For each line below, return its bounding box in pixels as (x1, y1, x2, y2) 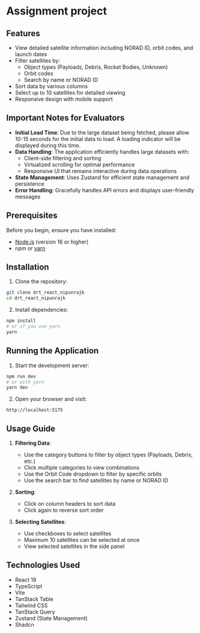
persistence (14, 180, 45, 187)
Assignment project (6, 4, 107, 18)
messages (14, 193, 41, 200)
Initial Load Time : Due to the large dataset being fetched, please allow (14, 128, 189, 136)
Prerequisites (6, 210, 58, 221)
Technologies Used (6, 560, 80, 570)
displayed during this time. (14, 142, 81, 149)
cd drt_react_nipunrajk (6, 295, 66, 301)
